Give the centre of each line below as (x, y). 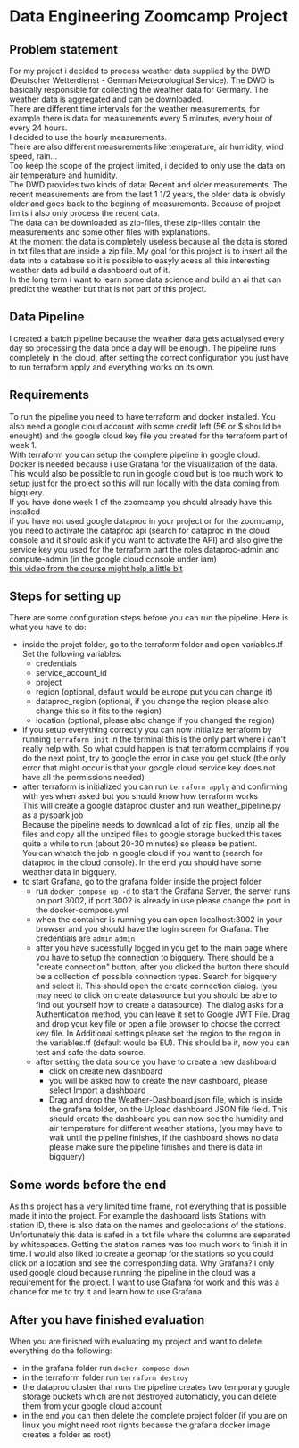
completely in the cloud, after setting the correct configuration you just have (149, 357)
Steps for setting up (66, 597)
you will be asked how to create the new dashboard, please (158, 1081)
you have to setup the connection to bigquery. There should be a (155, 958)
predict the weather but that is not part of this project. (108, 289)
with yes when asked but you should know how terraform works (140, 796)
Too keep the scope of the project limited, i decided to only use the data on (147, 166)
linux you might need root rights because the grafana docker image (146, 1425)
